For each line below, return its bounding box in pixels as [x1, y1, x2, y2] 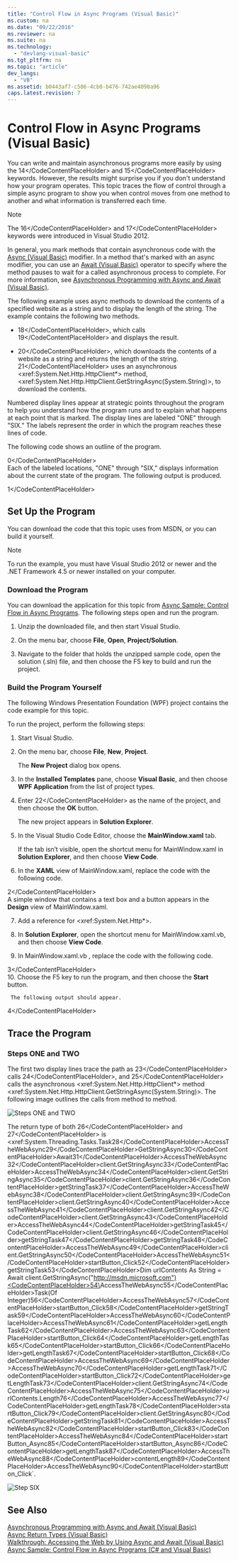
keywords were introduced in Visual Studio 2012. [7, 232, 150, 240]
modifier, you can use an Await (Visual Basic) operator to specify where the [7, 261, 227, 269]
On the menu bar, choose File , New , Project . [17, 747, 149, 756]
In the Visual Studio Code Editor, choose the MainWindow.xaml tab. [17, 832, 217, 840]
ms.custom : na [7, 17, 50, 24]
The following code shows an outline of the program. [7, 442, 161, 451]
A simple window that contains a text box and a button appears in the [7, 896, 210, 904]
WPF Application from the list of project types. [17, 783, 155, 791]
